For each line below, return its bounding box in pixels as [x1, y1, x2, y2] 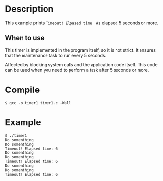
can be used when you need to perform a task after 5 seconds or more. [5, 67, 149, 73]
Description [5, 3, 54, 15]
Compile [5, 84, 40, 95]
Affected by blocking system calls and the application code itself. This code [5, 61, 158, 67]
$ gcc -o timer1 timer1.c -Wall [5, 100, 71, 105]
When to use [5, 34, 45, 42]
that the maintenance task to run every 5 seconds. [5, 52, 107, 58]
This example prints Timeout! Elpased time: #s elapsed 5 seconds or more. [5, 20, 158, 26]
